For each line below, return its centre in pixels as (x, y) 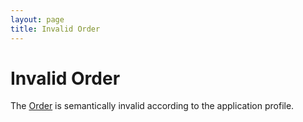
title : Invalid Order (55, 29)
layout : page (37, 19)
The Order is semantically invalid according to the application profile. (152, 106)
